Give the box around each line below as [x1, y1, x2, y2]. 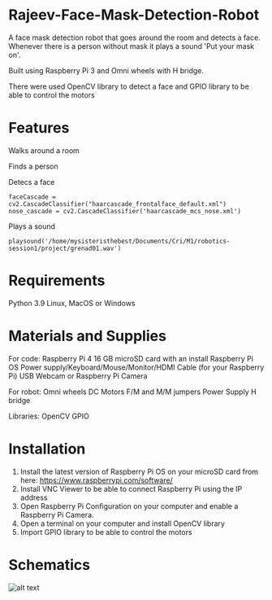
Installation [8, 440, 86, 458]
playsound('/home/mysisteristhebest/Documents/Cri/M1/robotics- [8, 237, 231, 245]
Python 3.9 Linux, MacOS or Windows [8, 298, 136, 308]
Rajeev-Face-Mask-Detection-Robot [8, 6, 260, 24]
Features [8, 119, 70, 138]
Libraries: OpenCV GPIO [8, 411, 89, 421]
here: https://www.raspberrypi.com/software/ [19, 475, 173, 485]
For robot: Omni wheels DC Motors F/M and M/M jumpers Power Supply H [8, 387, 257, 396]
